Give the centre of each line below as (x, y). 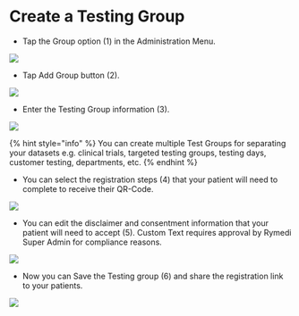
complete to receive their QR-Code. (88, 188)
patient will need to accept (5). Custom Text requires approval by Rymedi (157, 232)
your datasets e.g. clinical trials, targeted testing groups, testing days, (138, 153)
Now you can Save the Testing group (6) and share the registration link (153, 276)
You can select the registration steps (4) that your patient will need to (150, 179)
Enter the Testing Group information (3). (96, 109)
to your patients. (52, 285)
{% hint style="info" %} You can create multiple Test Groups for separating (148, 143)
